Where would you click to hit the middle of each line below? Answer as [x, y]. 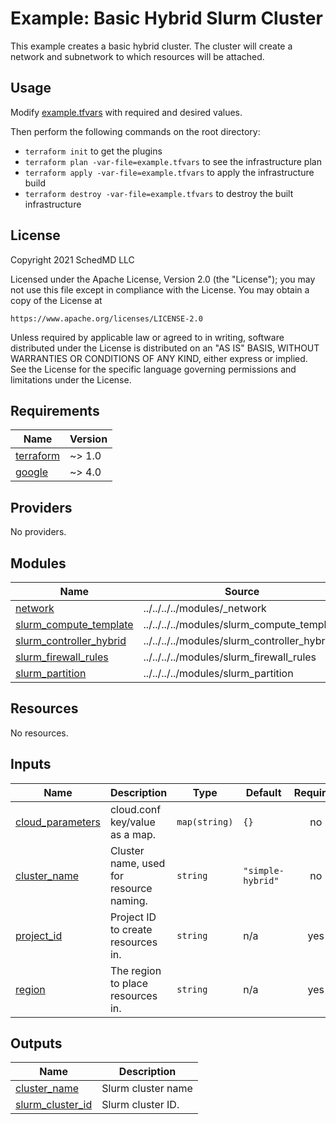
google [32, 472]
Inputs [31, 764]
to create [131, 929]
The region [135, 970]
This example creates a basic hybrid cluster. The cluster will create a [151, 46]
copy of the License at [56, 300]
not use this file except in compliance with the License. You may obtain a [160, 289]
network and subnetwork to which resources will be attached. [137, 56]
